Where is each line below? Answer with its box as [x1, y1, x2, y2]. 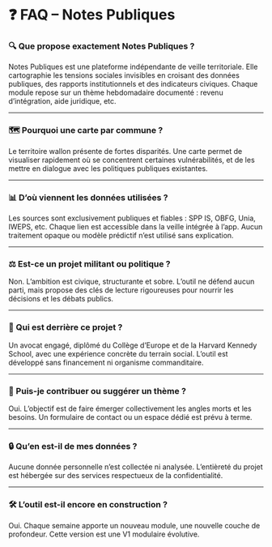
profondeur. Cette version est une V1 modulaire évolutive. [8, 529, 200, 539]
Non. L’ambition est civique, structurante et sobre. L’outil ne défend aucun [8, 276, 255, 287]
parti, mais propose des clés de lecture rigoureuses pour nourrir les [8, 285, 234, 295]
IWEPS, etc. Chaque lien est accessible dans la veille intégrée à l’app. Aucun [8, 222, 263, 232]
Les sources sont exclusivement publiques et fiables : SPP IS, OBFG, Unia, [8, 213, 257, 223]
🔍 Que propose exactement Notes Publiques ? [8, 41, 195, 52]
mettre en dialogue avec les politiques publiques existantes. [8, 163, 208, 173]
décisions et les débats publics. [8, 294, 114, 304]
